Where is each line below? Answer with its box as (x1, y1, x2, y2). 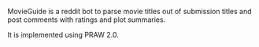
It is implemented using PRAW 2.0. (7, 31, 119, 39)
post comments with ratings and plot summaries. (7, 15, 166, 24)
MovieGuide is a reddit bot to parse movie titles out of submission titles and (7, 7, 253, 16)
